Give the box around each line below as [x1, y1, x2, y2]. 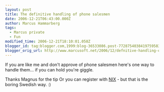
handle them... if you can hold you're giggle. [5, 67, 94, 72]
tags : [5, 25, 16, 30]
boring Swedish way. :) [5, 81, 51, 87]
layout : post [5, 7, 32, 12]
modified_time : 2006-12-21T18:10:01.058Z [5, 39, 91, 44]
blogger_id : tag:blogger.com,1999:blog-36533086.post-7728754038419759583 [5, 44, 161, 48]
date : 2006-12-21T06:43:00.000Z [5, 16, 71, 21]
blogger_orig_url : [5, 48, 42, 53]
